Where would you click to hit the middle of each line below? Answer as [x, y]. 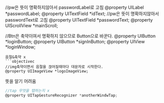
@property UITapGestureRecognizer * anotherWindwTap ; [61, 95]
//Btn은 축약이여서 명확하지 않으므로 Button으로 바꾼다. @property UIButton [80, 36]
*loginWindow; [21, 47]
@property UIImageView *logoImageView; [47, 71]
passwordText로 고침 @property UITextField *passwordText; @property [79, 20]
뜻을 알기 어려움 [21, 81]
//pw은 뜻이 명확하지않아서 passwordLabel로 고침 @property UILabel [74, 7]
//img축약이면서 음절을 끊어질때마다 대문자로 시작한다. [54, 67]
